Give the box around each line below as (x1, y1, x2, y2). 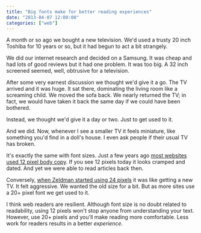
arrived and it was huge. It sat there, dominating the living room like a (6, 85, 178, 92)
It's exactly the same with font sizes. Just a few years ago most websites (6, 152, 187, 159)
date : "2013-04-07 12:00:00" (6, 14, 79, 20)
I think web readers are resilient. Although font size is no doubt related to (6, 201, 187, 208)
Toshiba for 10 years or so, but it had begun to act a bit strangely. (6, 43, 168, 50)
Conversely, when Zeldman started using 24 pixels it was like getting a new (6, 177, 193, 184)
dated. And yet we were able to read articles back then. (6, 165, 144, 172)
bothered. (6, 104, 31, 112)
